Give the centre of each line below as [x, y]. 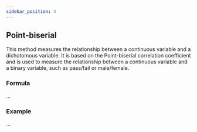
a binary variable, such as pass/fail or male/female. [68, 68]
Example [19, 111]
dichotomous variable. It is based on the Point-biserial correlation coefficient [98, 56]
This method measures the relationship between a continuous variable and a [98, 49]
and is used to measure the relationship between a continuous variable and [97, 62]
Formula [18, 83]
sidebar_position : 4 [31, 11]
